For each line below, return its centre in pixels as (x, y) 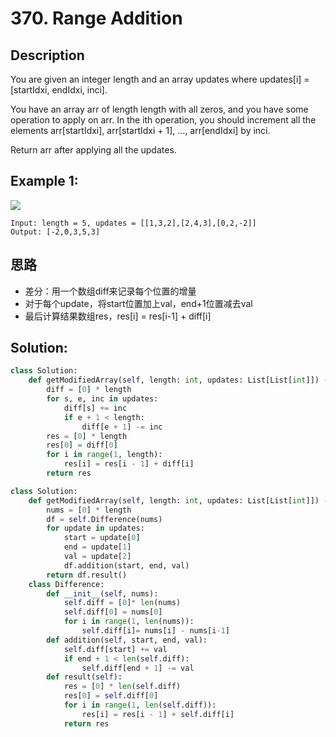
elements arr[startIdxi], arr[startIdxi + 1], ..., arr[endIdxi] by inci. (140, 130)
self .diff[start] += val (115, 649)
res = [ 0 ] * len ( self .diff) (122, 687)
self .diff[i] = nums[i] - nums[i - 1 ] (155, 631)
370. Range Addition (96, 18)
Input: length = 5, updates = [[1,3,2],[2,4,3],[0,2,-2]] (133, 223)
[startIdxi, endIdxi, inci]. (59, 90)
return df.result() (87, 575)
